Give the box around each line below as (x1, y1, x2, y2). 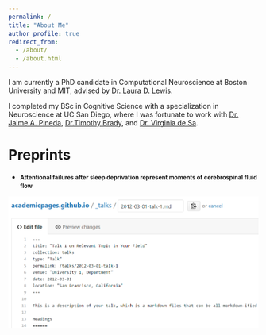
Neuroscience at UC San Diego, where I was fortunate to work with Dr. (8, 110, 239, 119)
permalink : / (8, 13, 52, 21)
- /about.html (15, 55, 62, 63)
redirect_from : (8, 38, 59, 46)
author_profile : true (8, 29, 80, 37)
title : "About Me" (8, 21, 69, 29)
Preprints (8, 146, 71, 164)
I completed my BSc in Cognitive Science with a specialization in (8, 102, 219, 110)
